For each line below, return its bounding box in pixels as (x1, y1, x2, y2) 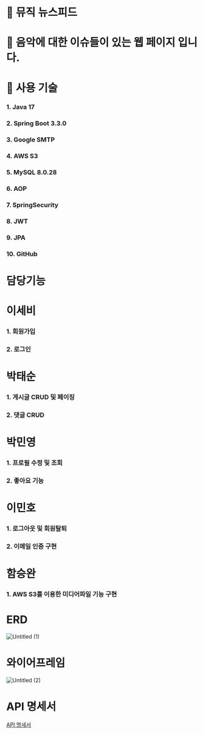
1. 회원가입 (6, 328, 36, 336)
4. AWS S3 (6, 152, 38, 160)
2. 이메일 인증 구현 (6, 542, 57, 550)
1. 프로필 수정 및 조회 (6, 459, 63, 467)
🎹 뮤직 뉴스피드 (6, 5, 78, 19)
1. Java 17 (6, 103, 35, 111)
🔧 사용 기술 (6, 81, 58, 95)
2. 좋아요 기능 (6, 476, 44, 485)
